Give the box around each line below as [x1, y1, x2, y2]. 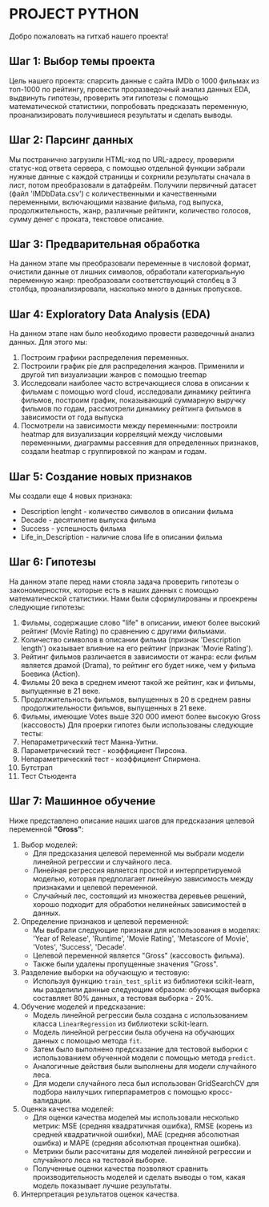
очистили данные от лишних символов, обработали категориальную [9, 267, 245, 277]
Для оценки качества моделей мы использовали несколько [32, 1112, 239, 1122]
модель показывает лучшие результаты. [32, 1181, 172, 1190]
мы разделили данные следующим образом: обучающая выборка [32, 984, 261, 994]
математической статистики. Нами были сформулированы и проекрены [9, 593, 258, 603]
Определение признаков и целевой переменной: [20, 916, 189, 926]
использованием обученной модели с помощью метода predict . [32, 1052, 255, 1063]
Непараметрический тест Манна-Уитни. [20, 737, 159, 747]
